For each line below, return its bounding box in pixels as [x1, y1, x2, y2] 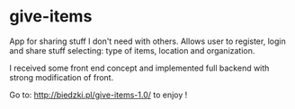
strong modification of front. [9, 71, 114, 82]
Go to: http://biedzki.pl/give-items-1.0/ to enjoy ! [9, 89, 188, 100]
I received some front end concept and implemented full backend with [9, 63, 270, 73]
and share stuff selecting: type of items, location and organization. [9, 45, 255, 55]
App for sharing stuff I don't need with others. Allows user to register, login [9, 36, 286, 46]
